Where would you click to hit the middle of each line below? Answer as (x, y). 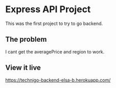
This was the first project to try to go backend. (54, 23)
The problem (26, 39)
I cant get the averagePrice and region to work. (55, 51)
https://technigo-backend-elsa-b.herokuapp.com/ (58, 80)
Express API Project (48, 9)
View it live (23, 68)
